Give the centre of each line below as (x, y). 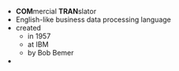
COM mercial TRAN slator (56, 11)
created (28, 28)
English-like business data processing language (93, 20)
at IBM (38, 44)
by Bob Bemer (50, 53)
